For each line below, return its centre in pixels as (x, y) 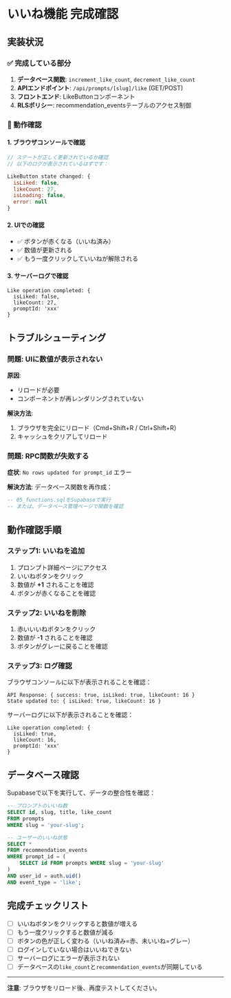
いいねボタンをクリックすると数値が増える (77, 924)
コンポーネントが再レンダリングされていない (80, 399)
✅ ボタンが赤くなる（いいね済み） (66, 241)
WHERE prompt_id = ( (37, 857)
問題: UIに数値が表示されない (55, 359)
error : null (31, 202)
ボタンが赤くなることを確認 (56, 593)
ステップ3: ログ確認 (40, 666)
